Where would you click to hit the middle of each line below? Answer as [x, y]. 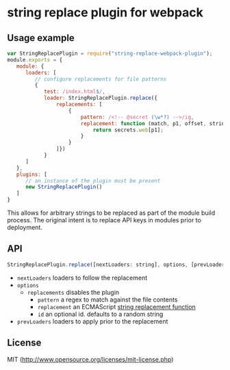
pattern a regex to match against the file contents [107, 300]
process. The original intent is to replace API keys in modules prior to [104, 220]
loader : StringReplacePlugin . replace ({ [100, 98]
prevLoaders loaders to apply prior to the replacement [92, 321]
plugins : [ [32, 174]
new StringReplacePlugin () [64, 187]
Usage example [41, 38]
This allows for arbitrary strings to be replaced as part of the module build [111, 213]
